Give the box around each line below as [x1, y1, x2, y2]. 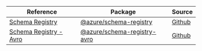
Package [110, 8, 136, 16]
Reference [26, 8, 57, 16]
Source [171, 8, 193, 16]
